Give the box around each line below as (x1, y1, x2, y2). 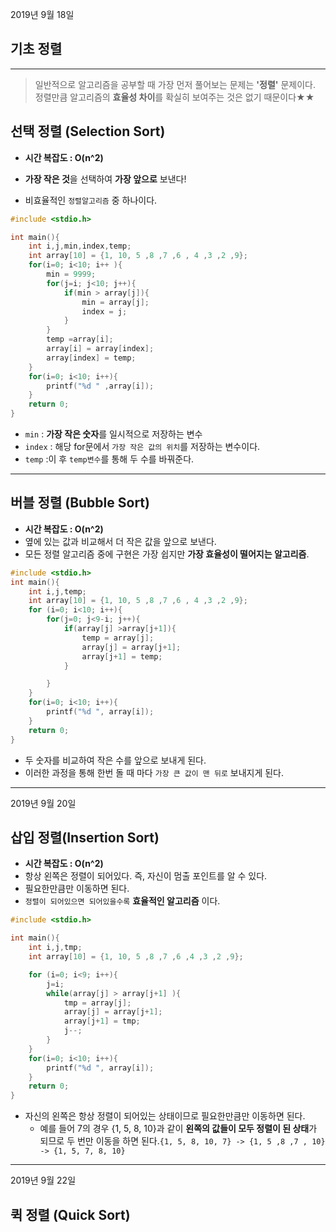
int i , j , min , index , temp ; (28, 241, 132, 252)
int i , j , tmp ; (28, 943, 83, 953)
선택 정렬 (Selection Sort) (10, 123, 166, 140)
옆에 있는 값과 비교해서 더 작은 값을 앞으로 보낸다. (24, 535, 217, 547)
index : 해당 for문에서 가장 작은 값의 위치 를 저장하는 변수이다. (24, 441, 261, 452)
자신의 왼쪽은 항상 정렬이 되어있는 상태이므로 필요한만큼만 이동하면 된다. (24, 1110, 306, 1122)
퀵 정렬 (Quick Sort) (10, 1206, 131, 1223)
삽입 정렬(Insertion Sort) (10, 829, 160, 846)
